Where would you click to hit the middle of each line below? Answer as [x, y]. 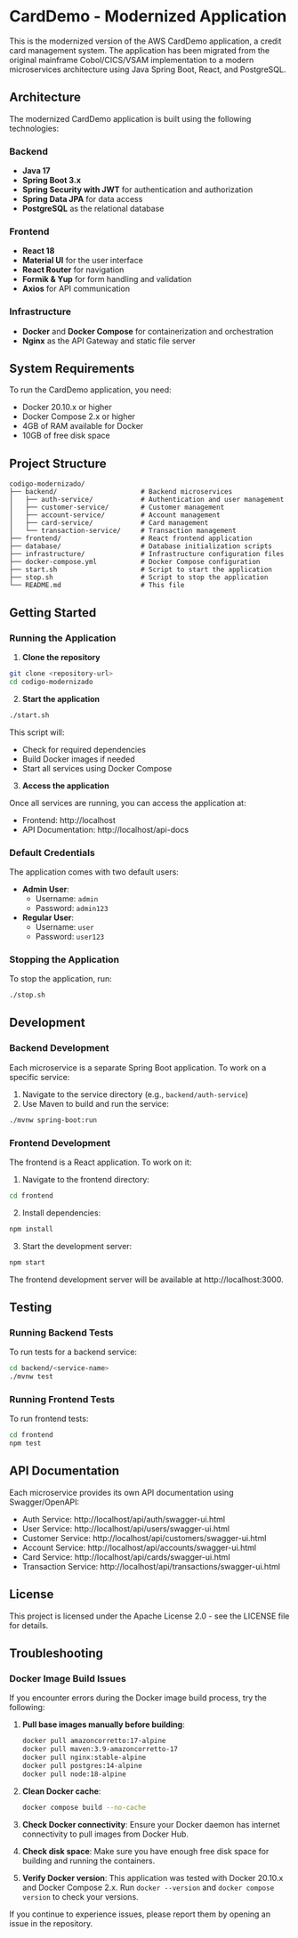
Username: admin [67, 898]
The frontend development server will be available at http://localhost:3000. [146, 1280]
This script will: [37, 732]
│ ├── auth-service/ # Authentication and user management [147, 500]
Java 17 [36, 171]
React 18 [38, 251]
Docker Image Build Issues [68, 1678]
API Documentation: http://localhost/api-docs [105, 829]
